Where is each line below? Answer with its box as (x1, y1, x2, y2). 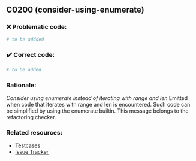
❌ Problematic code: (6, 23, 67, 31)
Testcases (14, 142, 41, 149)
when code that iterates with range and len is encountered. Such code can (6, 101, 191, 108)
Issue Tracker (14, 148, 49, 156)
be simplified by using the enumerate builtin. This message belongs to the (6, 107, 189, 114)
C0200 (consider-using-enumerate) (6, 5, 145, 15)
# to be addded (6, 36, 44, 42)
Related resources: (6, 128, 63, 136)
